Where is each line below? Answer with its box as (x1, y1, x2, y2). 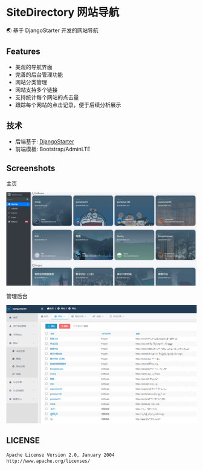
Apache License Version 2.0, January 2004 (6, 452, 115, 459)
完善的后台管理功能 (14, 71, 63, 78)
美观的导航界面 (14, 63, 53, 70)
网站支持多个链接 (14, 86, 58, 93)
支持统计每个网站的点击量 (14, 93, 79, 100)
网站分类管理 (14, 78, 47, 85)
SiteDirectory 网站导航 (6, 5, 120, 19)
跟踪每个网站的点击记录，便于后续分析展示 (14, 101, 121, 108)
